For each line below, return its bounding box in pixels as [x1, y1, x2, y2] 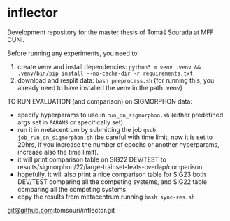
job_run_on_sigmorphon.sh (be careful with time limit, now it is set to [17, 133, 213, 141]
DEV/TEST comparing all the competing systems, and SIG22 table [17, 177, 208, 186]
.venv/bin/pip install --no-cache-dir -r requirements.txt [17, 70, 194, 77]
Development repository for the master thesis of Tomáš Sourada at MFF [7, 28, 215, 36]
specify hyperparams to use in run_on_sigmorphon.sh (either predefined [17, 110, 224, 119]
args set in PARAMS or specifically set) [17, 117, 124, 127]
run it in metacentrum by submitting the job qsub [17, 125, 156, 134]
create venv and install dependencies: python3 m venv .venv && [17, 62, 201, 71]
